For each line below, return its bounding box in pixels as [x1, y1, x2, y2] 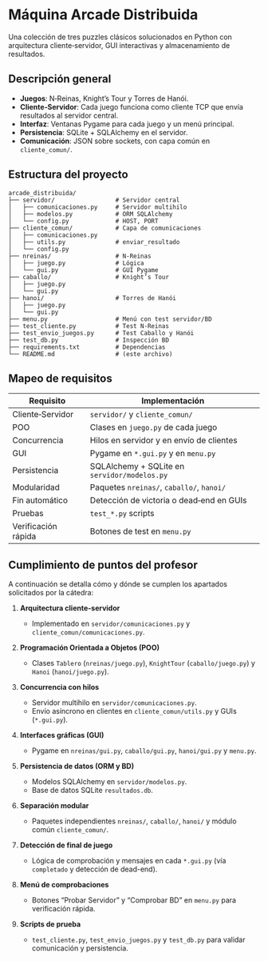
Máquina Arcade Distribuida [8, 6, 199, 24]
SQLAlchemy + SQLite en [89, 461, 185, 472]
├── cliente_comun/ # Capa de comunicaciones [8, 224, 202, 232]
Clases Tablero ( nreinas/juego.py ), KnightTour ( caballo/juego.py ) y [31, 659, 255, 668]
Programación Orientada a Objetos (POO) [19, 643, 160, 653]
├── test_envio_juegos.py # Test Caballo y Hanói [8, 329, 195, 337]
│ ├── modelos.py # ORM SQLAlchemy [8, 210, 173, 218]
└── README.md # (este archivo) [8, 350, 173, 358]
